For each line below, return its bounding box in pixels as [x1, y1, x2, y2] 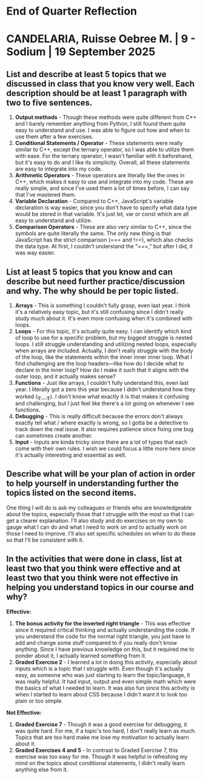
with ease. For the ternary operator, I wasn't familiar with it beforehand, [15, 152, 193, 160]
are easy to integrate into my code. [15, 165, 102, 172]
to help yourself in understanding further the [6, 478, 179, 489]
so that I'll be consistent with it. [6, 536, 84, 543]
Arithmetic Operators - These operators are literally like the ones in [15, 172, 185, 179]
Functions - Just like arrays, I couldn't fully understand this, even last [15, 379, 189, 386]
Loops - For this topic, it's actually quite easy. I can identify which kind [15, 328, 192, 335]
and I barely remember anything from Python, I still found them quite [15, 120, 186, 128]
